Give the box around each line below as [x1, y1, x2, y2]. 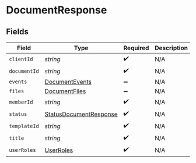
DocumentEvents [44, 78, 92, 86]
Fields [6, 27, 29, 37]
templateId [9, 123, 39, 129]
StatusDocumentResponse [44, 110, 118, 118]
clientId [9, 56, 33, 62]
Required [123, 44, 149, 52]
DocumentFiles [44, 87, 86, 95]
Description [154, 44, 188, 52]
